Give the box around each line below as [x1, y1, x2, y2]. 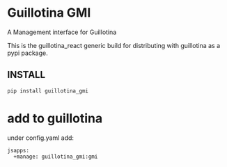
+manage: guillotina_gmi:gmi [13, 153, 98, 160]
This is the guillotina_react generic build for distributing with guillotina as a [7, 41, 221, 49]
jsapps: [7, 147, 30, 154]
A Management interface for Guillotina [7, 28, 117, 36]
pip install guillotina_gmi [7, 87, 89, 95]
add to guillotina [7, 110, 103, 126]
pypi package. [7, 49, 48, 57]
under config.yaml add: [7, 134, 75, 142]
